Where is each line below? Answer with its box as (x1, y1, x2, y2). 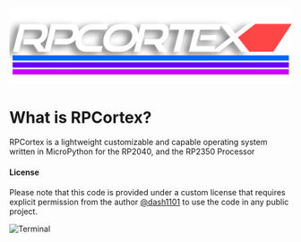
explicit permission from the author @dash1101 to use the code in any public (9, 196, 289, 207)
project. (9, 205, 39, 217)
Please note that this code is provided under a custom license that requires (9, 186, 286, 197)
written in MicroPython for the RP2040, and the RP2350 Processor (9, 146, 255, 157)
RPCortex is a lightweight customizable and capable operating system (9, 137, 268, 148)
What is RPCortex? (9, 107, 152, 127)
